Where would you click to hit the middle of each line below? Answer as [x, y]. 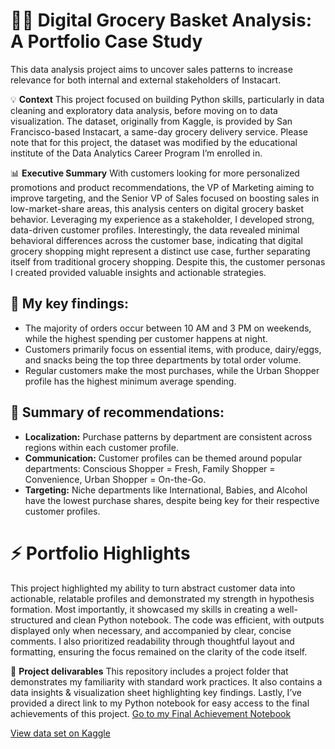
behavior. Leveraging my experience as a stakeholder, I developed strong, [162, 219]
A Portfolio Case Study [106, 41]
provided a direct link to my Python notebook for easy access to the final [160, 703]
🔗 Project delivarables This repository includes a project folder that [149, 671]
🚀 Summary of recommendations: [117, 412]
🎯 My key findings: [69, 304]
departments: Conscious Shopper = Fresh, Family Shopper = [150, 468]
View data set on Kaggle [60, 733]
